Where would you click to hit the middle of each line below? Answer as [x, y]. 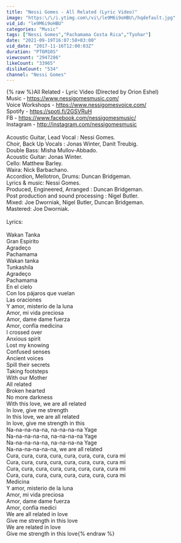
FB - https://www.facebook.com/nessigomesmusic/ [71, 118]
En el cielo [19, 287]
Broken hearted [26, 391]
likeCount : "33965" [31, 63]
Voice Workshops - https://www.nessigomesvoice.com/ [76, 105]
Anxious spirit [23, 339]
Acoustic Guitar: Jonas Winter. [44, 157]
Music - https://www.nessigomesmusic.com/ [63, 98]
